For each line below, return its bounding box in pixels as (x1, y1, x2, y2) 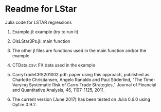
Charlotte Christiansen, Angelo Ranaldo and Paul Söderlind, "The (12, 77, 143, 82)
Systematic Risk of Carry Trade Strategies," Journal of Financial (29, 81, 157, 88)
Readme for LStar (5, 3, 77, 15)
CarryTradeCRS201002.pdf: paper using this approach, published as (12, 71, 150, 77)
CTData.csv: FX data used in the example (12, 62, 96, 68)
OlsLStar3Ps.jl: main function (12, 38, 71, 44)
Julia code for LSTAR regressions (5, 19, 72, 25)
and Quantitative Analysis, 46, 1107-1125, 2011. (12, 87, 105, 93)
